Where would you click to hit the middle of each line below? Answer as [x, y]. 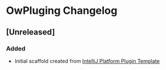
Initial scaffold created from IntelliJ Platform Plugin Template [87, 61]
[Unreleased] [31, 32]
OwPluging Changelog [62, 11]
